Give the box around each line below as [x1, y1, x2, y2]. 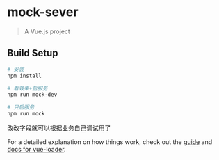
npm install [7, 72, 42, 79]
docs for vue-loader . [7, 145, 66, 153]
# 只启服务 [7, 104, 35, 111]
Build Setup [7, 47, 58, 59]
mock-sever [7, 4, 79, 20]
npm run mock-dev [7, 91, 58, 98]
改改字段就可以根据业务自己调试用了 [7, 124, 111, 132]
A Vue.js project [24, 27, 71, 35]
